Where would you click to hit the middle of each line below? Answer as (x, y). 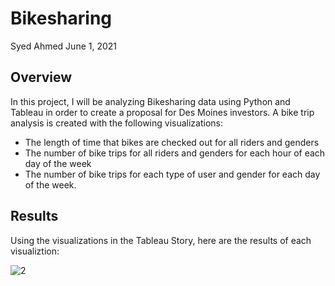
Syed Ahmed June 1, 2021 (64, 46)
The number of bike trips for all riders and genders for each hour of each (175, 153)
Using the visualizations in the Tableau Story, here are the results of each (161, 240)
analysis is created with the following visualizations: (117, 123)
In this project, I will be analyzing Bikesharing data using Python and (150, 101)
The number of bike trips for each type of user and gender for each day (172, 174)
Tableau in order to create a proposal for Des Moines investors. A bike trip (162, 112)
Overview (41, 77)
